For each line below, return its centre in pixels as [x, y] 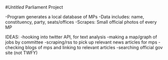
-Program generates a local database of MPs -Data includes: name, [75, 17]
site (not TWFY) [21, 53]
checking [15, 47]
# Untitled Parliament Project [34, 7]
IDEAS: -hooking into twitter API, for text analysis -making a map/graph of [81, 37]
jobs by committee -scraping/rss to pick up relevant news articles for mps [81, 42]
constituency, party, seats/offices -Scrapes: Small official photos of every [81, 22]
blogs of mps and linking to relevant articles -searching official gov [94, 47]
